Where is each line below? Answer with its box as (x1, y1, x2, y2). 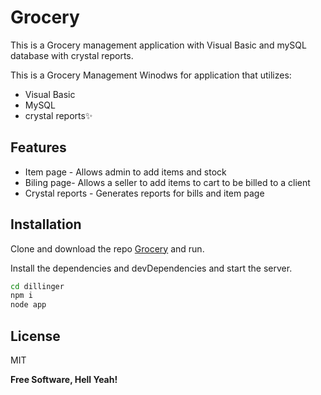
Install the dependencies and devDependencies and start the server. (10, 262, 293, 274)
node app (10, 300, 47, 310)
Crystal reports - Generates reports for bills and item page (24, 187, 265, 199)
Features (10, 139, 67, 156)
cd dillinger (10, 281, 65, 291)
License (10, 327, 61, 345)
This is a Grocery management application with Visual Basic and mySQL (10, 39, 307, 51)
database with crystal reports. (10, 49, 134, 61)
